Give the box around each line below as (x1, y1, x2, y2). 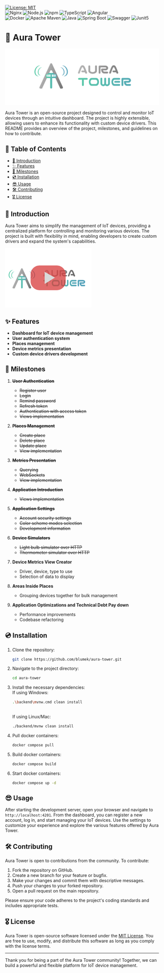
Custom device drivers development (12, 351, 88, 356)
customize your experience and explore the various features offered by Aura (5, 823, 159, 828)
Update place (19, 442, 47, 449)
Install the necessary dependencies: (12, 684, 85, 690)
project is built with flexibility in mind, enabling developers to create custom (5, 233, 157, 239)
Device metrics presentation (12, 346, 72, 352)
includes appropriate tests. (5, 903, 59, 909)
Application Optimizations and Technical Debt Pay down (12, 602, 129, 608)
